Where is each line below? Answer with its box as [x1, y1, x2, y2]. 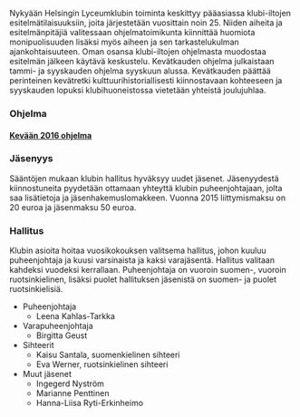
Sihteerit [22, 340, 54, 351]
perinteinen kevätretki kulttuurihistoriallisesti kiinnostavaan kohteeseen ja [9, 75, 283, 85]
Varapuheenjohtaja [22, 321, 93, 332]
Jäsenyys [9, 152, 53, 165]
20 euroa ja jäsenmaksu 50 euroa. [9, 201, 137, 212]
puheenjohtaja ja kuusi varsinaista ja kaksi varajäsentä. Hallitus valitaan [9, 255, 275, 266]
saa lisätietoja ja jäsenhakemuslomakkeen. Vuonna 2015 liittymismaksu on [9, 192, 286, 203]
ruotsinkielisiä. [9, 284, 63, 295]
